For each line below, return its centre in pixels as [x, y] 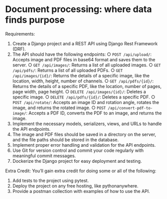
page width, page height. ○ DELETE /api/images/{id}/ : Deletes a [79, 91]
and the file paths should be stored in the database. [65, 140]
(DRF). [19, 49]
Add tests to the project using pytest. [50, 180]
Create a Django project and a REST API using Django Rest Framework [85, 43]
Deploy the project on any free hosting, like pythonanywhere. [75, 186]
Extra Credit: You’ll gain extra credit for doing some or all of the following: [81, 171]
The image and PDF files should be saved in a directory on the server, [84, 134]
